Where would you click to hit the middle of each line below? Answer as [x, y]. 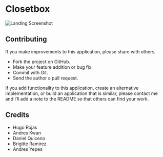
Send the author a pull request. [45, 78]
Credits [17, 115]
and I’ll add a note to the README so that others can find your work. [77, 99]
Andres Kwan [27, 133]
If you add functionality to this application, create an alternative [72, 88]
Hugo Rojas [25, 127]
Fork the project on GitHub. [42, 62]
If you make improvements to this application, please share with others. [81, 51]
